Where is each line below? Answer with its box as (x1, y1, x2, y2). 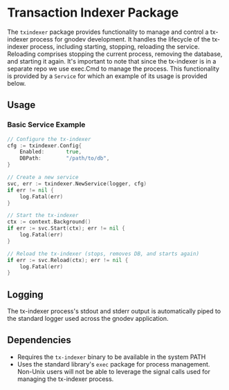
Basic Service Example (7, 120, 86, 129)
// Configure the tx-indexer (7, 136, 91, 142)
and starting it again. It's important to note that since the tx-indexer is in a (7, 57, 217, 65)
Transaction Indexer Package (7, 5, 179, 21)
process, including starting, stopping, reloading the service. (30, 42, 200, 50)
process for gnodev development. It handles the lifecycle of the (30, 35, 211, 43)
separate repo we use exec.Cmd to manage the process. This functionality (7, 64, 220, 73)
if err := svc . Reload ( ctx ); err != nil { (7, 257, 129, 263)
